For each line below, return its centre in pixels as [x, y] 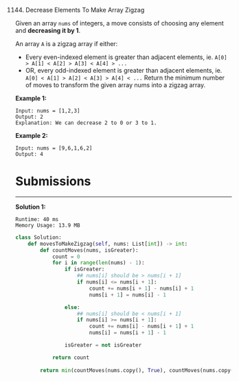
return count [70, 357]
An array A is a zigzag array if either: [67, 44]
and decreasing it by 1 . [48, 31]
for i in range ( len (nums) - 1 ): [98, 263]
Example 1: [31, 98]
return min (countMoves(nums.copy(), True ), [103, 370]
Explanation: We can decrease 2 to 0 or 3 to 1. [86, 123]
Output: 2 [30, 117]
